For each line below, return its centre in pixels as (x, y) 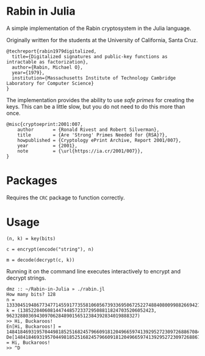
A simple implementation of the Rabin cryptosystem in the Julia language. (99, 28)
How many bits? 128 (31, 294)
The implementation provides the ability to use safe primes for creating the (100, 100)
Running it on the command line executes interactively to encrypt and (94, 271)
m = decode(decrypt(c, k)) (41, 260)
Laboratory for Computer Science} (50, 83)
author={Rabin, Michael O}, (48, 67)
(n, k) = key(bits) (31, 239)
